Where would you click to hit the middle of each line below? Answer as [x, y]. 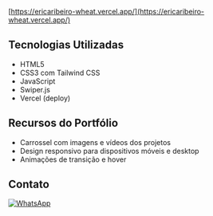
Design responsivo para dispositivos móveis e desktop [109, 151]
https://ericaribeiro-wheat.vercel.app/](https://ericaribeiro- [108, 12]
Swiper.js [35, 89]
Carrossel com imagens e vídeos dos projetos [95, 142]
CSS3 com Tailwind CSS [60, 73]
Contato [29, 185]
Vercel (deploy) [45, 98]
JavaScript [37, 81]
